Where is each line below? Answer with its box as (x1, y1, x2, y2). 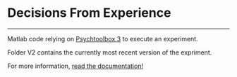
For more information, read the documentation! (7, 62, 143, 70)
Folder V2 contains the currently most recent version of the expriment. (7, 48, 212, 57)
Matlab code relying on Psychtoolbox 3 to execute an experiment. (7, 34, 199, 43)
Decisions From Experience (7, 5, 171, 21)
